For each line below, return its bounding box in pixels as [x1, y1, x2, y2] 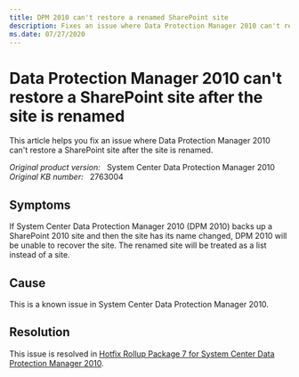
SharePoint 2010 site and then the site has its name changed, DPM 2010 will [9, 231, 287, 242]
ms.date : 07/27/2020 [9, 29, 86, 38]
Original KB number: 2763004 [9, 171, 125, 183]
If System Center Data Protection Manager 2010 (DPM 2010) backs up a [9, 221, 273, 232]
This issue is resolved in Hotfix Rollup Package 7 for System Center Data [9, 348, 275, 359]
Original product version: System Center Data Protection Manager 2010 [9, 162, 276, 173]
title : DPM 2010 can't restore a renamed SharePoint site [9, 12, 229, 22]
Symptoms [9, 197, 71, 212]
